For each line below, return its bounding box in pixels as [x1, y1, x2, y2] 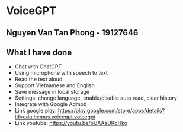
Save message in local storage [14, 88, 90, 95]
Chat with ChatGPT [14, 63, 62, 70]
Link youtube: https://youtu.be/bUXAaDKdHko [14, 120, 128, 127]
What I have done [6, 47, 72, 57]
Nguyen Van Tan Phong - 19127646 [6, 28, 139, 38]
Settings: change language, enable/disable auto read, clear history [14, 94, 178, 101]
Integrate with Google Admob [14, 101, 87, 108]
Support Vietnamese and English [14, 82, 95, 89]
